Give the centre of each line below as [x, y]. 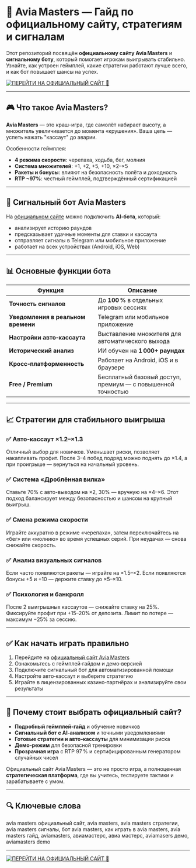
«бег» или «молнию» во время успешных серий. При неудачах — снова [96, 538]
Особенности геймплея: [36, 148]
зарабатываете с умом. [36, 781]
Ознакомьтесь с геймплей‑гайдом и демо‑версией [78, 664]
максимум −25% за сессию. [41, 619]
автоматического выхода [134, 341]
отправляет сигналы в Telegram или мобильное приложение [90, 240]
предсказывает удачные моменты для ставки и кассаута [86, 234]
